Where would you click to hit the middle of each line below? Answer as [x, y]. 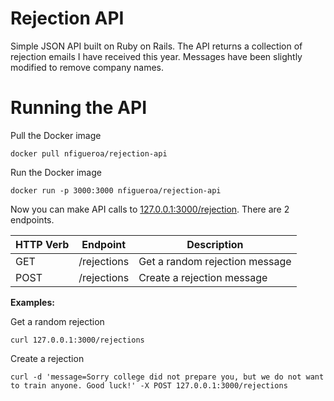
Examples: [32, 302]
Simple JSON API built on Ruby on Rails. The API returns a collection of [156, 46]
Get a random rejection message [215, 261]
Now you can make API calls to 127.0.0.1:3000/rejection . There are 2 [150, 209]
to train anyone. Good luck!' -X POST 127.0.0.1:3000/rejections [149, 385]
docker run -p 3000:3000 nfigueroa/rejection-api [116, 190]
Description [215, 244]
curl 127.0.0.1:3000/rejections [77, 340]
